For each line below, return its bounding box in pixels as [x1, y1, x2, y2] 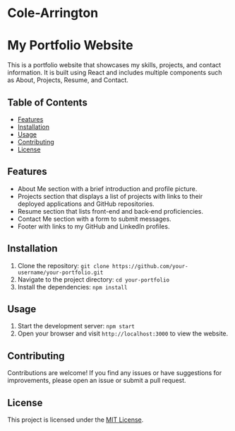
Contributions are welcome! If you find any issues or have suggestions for [7, 369, 222, 377]
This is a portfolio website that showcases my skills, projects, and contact [7, 61, 222, 69]
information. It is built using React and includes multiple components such [7, 69, 222, 77]
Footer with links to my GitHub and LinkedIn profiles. [17, 222, 170, 231]
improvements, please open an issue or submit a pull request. [7, 377, 186, 385]
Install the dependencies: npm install [17, 282, 128, 291]
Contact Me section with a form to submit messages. [17, 214, 171, 223]
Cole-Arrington [7, 5, 99, 21]
